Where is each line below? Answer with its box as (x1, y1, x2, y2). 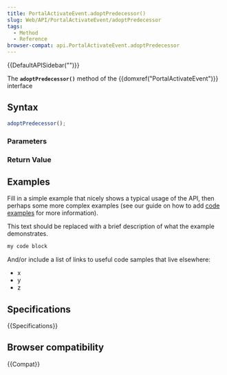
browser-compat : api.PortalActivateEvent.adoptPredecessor (7, 42, 180, 49)
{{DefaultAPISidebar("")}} (7, 61, 80, 69)
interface (7, 82, 33, 90)
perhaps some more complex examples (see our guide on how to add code (7, 201, 220, 210)
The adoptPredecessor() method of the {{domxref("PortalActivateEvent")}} (7, 74, 219, 83)
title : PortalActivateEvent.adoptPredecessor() (7, 10, 147, 17)
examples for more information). (7, 209, 98, 217)
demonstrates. (7, 230, 48, 238)
